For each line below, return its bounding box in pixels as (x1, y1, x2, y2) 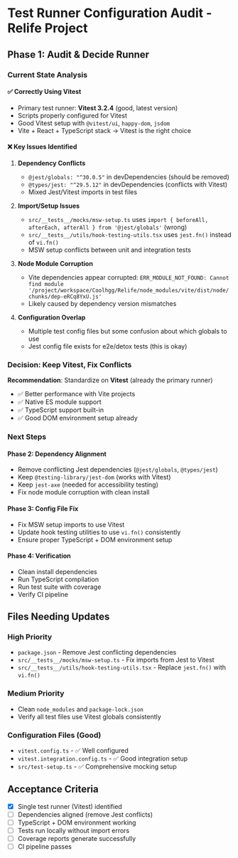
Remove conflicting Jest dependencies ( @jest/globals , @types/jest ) (17, 465, 218, 474)
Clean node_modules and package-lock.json (17, 704, 144, 713)
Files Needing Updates (7, 610, 110, 623)
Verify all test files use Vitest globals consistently (17, 712, 161, 721)
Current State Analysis (7, 70, 87, 80)
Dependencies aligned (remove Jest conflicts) (17, 810, 153, 819)
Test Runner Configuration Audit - (7, 5, 212, 21)
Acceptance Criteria (7, 783, 99, 795)
